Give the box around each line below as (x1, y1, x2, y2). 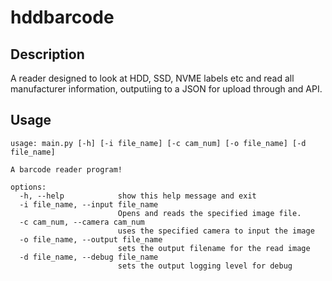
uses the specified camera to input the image (117, 226, 315, 236)
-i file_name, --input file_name (19, 199, 159, 210)
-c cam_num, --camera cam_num (19, 217, 145, 227)
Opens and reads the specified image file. (117, 208, 302, 218)
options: (10, 182, 47, 192)
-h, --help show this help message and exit (19, 191, 257, 201)
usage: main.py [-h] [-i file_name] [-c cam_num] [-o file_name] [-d (10, 138, 307, 148)
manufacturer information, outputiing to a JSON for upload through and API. (10, 83, 323, 95)
